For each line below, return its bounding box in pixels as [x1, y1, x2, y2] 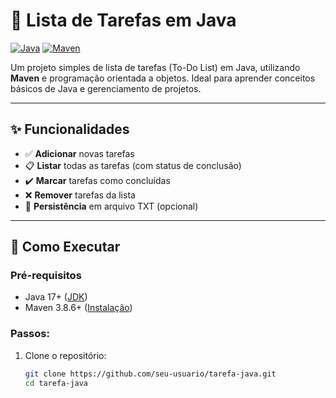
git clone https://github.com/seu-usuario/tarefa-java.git [24, 369, 277, 379]
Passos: [10, 327, 50, 341]
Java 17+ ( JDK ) [24, 291, 88, 303]
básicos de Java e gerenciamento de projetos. [10, 82, 202, 94]
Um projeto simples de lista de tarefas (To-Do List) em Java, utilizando [10, 61, 301, 73]
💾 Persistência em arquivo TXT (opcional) [24, 200, 199, 212]
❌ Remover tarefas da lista [24, 189, 136, 201]
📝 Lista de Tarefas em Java [10, 9, 237, 32]
